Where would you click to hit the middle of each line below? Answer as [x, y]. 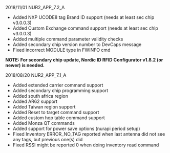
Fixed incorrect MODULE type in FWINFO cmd [61, 50]
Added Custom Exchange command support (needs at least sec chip [85, 28]
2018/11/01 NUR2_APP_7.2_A [35, 7]
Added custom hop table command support [59, 118]
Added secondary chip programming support [60, 91]
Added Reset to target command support [56, 112]
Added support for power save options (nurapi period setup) [76, 128]
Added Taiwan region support [44, 107]
